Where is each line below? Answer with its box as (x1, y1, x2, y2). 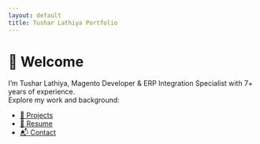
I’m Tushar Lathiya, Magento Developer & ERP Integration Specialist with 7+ (8, 79, 254, 88)
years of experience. (8, 87, 76, 97)
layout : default (8, 11, 61, 20)
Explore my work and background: (8, 95, 120, 105)
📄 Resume (19, 119, 53, 128)
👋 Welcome (8, 53, 84, 71)
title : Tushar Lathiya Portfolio (8, 19, 118, 27)
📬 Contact (19, 127, 57, 138)
